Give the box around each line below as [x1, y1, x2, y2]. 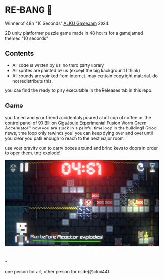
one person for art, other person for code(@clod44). [5, 269, 111, 275]
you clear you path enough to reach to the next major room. [5, 135, 125, 141]
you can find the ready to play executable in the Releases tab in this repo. [5, 87, 153, 93]
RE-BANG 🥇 [5, 4, 53, 16]
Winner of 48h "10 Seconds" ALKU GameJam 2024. [5, 21, 110, 26]
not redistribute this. [12, 78, 53, 84]
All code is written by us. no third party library [12, 62, 104, 68]
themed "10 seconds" [5, 35, 49, 41]
